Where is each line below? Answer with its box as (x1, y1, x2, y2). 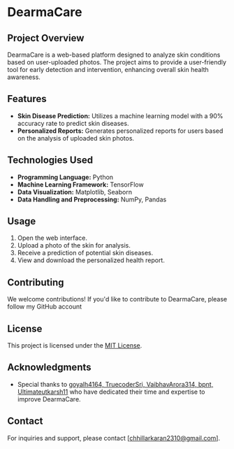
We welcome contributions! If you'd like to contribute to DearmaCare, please (7, 295, 228, 304)
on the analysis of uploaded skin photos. (17, 134, 135, 142)
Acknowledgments (7, 362, 92, 373)
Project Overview (7, 32, 85, 44)
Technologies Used (7, 155, 93, 166)
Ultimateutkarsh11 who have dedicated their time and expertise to (17, 387, 205, 396)
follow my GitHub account (7, 302, 82, 311)
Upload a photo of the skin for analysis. (17, 241, 131, 250)
